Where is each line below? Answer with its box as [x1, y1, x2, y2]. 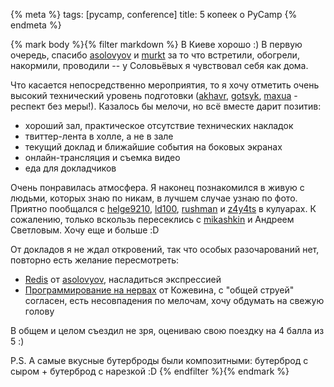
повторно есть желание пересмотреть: [10, 254, 180, 266]
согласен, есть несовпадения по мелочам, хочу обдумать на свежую [24, 295, 325, 306]
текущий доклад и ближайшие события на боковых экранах [24, 141, 283, 153]
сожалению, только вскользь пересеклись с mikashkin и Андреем [10, 214, 295, 225]
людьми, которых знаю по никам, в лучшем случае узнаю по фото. [10, 192, 298, 204]
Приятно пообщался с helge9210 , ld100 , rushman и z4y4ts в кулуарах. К [10, 203, 317, 214]
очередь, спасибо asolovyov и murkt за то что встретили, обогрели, [10, 49, 300, 61]
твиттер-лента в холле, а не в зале [24, 130, 174, 142]
